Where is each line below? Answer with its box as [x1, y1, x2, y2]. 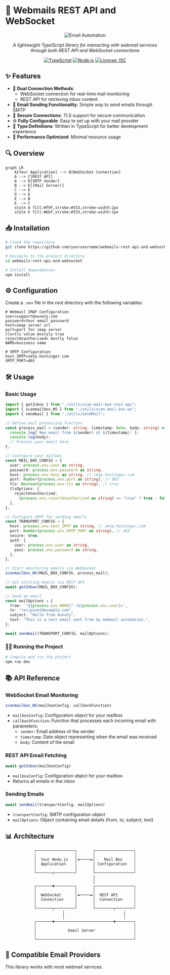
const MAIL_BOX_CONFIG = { [5, 458, 62, 463]
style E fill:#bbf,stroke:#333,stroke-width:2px [14, 209, 119, 214]
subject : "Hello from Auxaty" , [10, 612, 76, 618]
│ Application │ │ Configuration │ [33, 861, 137, 866]
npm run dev [5, 659, 30, 664]
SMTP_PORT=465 [5, 358, 35, 364]
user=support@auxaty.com [5, 314, 58, 319]
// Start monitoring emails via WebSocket [5, 566, 96, 571]
